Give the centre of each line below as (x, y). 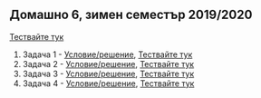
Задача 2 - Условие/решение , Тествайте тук (108, 64)
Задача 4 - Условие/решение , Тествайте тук (108, 83)
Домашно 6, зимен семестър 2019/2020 (131, 15)
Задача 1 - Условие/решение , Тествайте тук (107, 54)
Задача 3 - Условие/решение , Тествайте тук (108, 73)
